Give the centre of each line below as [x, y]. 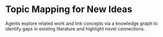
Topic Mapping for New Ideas [69, 9]
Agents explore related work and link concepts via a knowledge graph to [81, 23]
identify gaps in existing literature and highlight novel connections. [75, 28]
